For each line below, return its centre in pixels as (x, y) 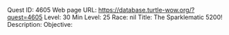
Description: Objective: (40, 24)
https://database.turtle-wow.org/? (146, 10)
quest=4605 (25, 17)
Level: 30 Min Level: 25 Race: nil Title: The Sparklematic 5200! (134, 17)
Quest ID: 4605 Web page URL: (52, 10)
